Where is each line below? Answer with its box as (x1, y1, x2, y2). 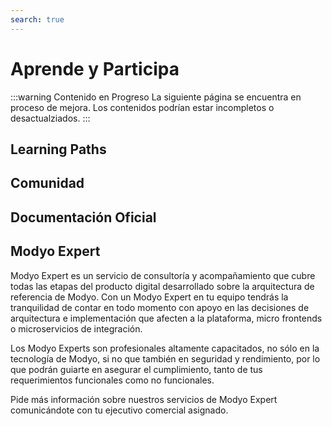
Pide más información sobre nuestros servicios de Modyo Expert (10, 393, 278, 405)
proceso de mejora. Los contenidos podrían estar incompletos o (10, 101, 275, 113)
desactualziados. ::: (10, 112, 91, 124)
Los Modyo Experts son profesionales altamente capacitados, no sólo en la (10, 342, 320, 354)
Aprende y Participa (10, 57, 180, 80)
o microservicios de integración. (10, 322, 143, 335)
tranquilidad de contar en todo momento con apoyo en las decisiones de (10, 301, 310, 313)
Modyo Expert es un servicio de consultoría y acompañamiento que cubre (10, 269, 316, 281)
